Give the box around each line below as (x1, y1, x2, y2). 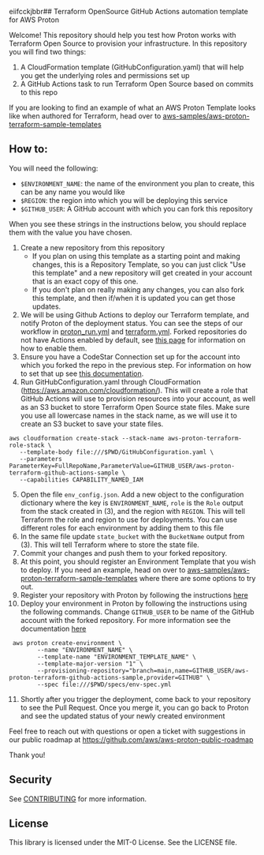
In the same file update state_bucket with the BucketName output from (20, 531, 245, 541)
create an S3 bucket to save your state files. (20, 418, 164, 429)
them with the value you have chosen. (9, 227, 132, 237)
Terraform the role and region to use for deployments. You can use (20, 515, 237, 524)
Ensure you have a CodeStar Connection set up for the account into (20, 351, 240, 362)
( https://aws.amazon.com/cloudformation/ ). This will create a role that (20, 385, 248, 395)
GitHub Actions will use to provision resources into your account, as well (20, 394, 255, 403)
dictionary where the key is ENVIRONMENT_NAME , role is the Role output (20, 497, 244, 508)
